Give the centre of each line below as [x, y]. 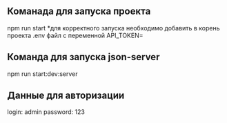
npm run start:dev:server [42, 74]
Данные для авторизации [66, 96]
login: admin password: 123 [46, 112]
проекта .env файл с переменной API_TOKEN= [75, 35]
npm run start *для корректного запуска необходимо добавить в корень [113, 28]
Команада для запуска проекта [79, 11]
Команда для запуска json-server [83, 57]
